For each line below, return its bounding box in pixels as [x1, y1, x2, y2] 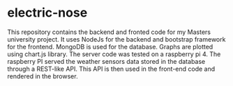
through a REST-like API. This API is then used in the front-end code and [7, 64, 216, 73]
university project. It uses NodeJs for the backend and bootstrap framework [7, 35, 226, 43]
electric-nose [7, 5, 88, 21]
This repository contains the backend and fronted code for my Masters [7, 28, 211, 36]
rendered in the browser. [7, 71, 78, 80]
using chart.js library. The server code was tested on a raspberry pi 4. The [7, 50, 221, 58]
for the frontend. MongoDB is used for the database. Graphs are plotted [7, 42, 213, 51]
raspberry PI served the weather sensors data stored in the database [7, 57, 206, 65]
